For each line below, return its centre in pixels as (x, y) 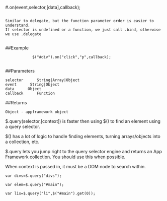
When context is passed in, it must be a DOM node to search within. (75, 166)
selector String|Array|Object (43, 80)
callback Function (30, 93)
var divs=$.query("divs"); (33, 176)
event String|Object (32, 85)
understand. (18, 25)
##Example (17, 48)
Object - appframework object (37, 112)
